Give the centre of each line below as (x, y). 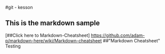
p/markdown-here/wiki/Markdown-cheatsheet (54, 40)
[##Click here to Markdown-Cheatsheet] (48, 35)
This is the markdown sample (53, 23)
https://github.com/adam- (118, 35)
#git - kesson (19, 7)
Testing (13, 46)
